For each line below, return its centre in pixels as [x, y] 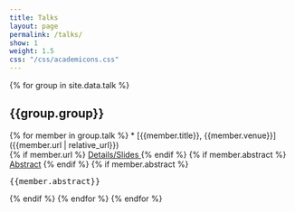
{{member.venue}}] [240, 135]
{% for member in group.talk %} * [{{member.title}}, [106, 135]
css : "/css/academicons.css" [64, 60]
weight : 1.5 [32, 51]
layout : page [34, 26]
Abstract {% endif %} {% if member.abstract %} [99, 164]
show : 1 [24, 43]
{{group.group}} [57, 114]
